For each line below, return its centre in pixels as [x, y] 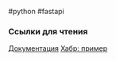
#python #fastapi [37, 11]
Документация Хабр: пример [58, 48]
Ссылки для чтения [48, 31]
